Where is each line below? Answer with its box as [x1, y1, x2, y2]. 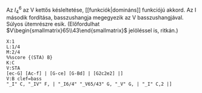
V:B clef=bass [6, 76, 42, 82]
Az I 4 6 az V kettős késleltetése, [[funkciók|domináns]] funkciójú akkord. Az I [6, 5, 197, 15]
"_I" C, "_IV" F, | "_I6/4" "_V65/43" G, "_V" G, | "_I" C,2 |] [6, 81, 172, 88]
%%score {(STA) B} [6, 55, 53, 61]
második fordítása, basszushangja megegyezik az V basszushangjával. [6, 14, 184, 21]
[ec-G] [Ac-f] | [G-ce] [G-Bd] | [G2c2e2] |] [6, 71, 123, 77]
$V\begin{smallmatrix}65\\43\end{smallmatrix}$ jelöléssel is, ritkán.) [6, 27, 178, 34]
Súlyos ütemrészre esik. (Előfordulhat [6, 21, 100, 28]
